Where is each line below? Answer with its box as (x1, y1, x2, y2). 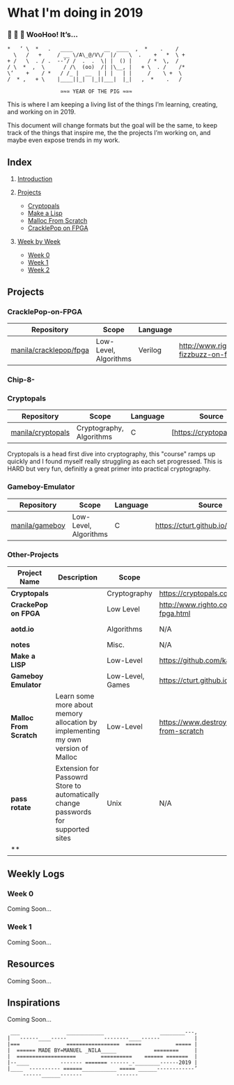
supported (55, 824, 90, 834)
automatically (55, 789, 100, 799)
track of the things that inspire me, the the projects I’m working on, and (7, 129, 211, 137)
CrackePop (10, 600, 49, 609)
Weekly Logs (7, 868, 65, 880)
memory (55, 708, 83, 718)
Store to (55, 781, 81, 790)
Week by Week (17, 237, 61, 246)
